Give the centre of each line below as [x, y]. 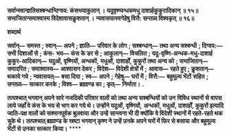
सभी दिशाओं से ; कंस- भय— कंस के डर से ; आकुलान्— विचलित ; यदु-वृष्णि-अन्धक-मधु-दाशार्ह [110, 53]
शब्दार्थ [14, 32]
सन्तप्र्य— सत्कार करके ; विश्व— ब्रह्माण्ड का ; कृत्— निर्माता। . [76, 84]
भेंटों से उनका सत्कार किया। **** [44, 129]
